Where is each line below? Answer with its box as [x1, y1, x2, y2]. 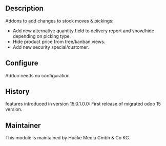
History [5, 87, 30, 96]
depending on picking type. [12, 33, 71, 39]
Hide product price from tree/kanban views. [12, 38, 106, 45]
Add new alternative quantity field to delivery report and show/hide [12, 28, 155, 34]
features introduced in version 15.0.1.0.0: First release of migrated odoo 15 [5, 101, 161, 107]
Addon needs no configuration [5, 72, 70, 78]
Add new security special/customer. [12, 44, 89, 50]
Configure [5, 59, 38, 68]
